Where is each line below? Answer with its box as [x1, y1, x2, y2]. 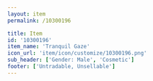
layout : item [7, 10, 46, 18]
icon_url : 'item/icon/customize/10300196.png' [7, 50, 147, 57]
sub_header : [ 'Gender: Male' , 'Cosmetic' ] [7, 56, 135, 64]
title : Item [7, 30, 42, 37]
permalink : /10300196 [7, 17, 72, 24]
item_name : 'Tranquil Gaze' [7, 43, 91, 50]
